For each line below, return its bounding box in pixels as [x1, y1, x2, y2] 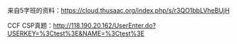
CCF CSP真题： [7, 21, 53, 30]
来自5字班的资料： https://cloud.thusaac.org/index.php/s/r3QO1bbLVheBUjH [7, 6, 230, 14]
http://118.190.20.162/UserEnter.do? [53, 21, 157, 30]
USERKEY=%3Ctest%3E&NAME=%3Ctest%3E [7, 29, 144, 38]
